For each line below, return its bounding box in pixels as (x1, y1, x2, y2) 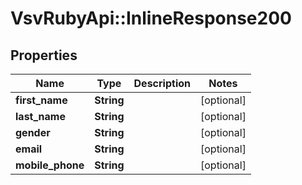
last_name (15, 110, 66, 123)
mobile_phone (15, 158, 85, 172)
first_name (15, 93, 68, 107)
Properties (10, 47, 78, 64)
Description (133, 77, 191, 90)
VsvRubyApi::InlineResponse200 (10, 7, 292, 30)
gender (15, 126, 51, 139)
